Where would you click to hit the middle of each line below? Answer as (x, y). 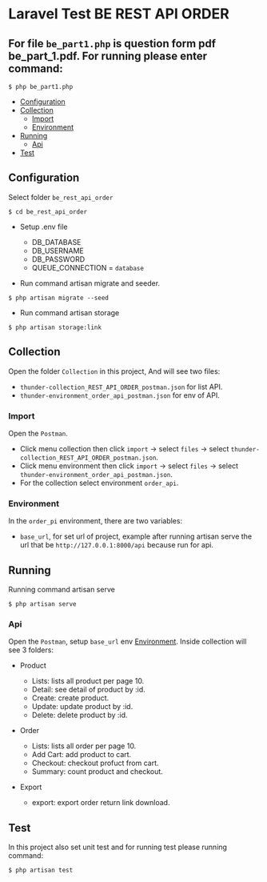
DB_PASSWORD (58, 259)
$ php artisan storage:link (55, 327)
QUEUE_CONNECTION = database (88, 267)
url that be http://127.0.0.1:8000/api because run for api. (117, 545)
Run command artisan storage (70, 312)
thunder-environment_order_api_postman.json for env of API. (120, 395)
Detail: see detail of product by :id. (88, 690)
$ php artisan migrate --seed (59, 298)
